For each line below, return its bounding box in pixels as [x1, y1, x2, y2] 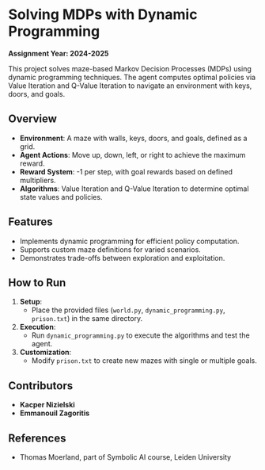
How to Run [8, 276, 66, 289]
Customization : [19, 347, 72, 357]
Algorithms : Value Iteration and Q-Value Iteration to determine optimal [19, 184, 249, 193]
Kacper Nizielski [19, 400, 75, 410]
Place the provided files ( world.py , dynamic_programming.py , [31, 305, 225, 315]
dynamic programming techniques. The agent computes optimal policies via [8, 72, 256, 82]
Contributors [8, 379, 74, 392]
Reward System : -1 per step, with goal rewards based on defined [19, 166, 233, 176]
